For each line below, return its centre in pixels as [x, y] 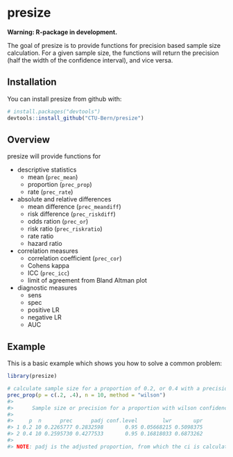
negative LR [45, 317]
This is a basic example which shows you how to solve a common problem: [114, 363]
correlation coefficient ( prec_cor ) [75, 258]
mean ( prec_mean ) [53, 177]
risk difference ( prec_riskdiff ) [71, 214]
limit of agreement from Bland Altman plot [87, 281]
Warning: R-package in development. [62, 32]
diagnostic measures [47, 288]
